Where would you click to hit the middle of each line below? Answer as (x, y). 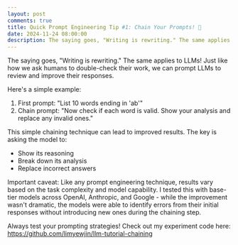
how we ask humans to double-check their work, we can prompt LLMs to (114, 68)
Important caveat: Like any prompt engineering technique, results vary (110, 183)
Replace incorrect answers (57, 168)
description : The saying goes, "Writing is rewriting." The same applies (119, 40)
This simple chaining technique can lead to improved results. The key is (112, 132)
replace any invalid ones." (55, 119)
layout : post (27, 14)
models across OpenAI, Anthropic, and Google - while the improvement (123, 197)
